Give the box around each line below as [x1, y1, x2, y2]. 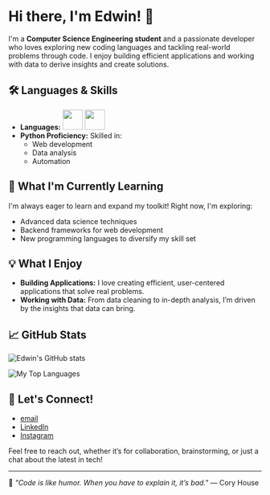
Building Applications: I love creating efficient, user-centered [19, 278, 225, 288]
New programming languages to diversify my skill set [19, 233, 197, 243]
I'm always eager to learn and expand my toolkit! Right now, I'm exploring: [8, 201, 253, 211]
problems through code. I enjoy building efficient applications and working [8, 51, 255, 60]
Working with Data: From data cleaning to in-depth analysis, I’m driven [19, 295, 256, 305]
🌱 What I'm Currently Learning [8, 180, 164, 194]
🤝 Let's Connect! [8, 392, 94, 406]
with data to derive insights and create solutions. [8, 59, 170, 69]
